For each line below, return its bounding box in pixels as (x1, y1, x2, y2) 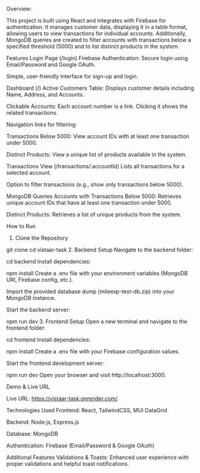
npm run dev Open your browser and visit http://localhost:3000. (6, 372, 167, 378)
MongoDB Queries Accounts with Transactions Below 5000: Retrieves (6, 192, 182, 200)
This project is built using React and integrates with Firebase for (6, 17, 167, 24)
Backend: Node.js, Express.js (6, 418, 80, 426)
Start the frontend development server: (6, 359, 105, 367)
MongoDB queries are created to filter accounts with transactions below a (6, 36, 191, 43)
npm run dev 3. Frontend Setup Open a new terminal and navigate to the (6, 318, 187, 325)
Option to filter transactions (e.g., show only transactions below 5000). (6, 181, 184, 188)
